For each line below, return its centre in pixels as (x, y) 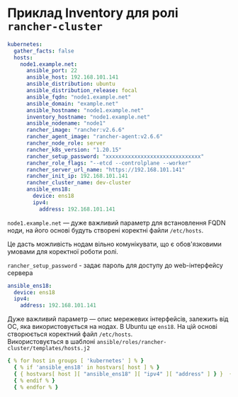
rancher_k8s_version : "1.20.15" (74, 150)
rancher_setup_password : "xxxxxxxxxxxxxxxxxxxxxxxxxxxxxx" (115, 156)
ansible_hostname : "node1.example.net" (85, 110)
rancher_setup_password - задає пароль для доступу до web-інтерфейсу (115, 265)
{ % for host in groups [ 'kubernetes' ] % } (75, 361)
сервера (20, 273)
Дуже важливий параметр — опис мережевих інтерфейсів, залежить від (118, 319)
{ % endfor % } (36, 387)
